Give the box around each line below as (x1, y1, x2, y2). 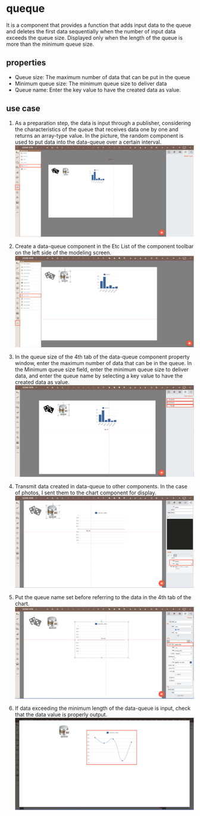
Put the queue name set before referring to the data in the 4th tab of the (14, 593, 192, 600)
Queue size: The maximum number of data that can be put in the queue (14, 73, 190, 80)
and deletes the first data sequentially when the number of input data (6, 27, 176, 35)
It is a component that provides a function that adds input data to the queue (6, 21, 192, 29)
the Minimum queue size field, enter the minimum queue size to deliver (14, 366, 189, 373)
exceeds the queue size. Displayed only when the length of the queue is (6, 34, 183, 41)
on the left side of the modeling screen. (14, 249, 112, 256)
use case (6, 104, 40, 114)
